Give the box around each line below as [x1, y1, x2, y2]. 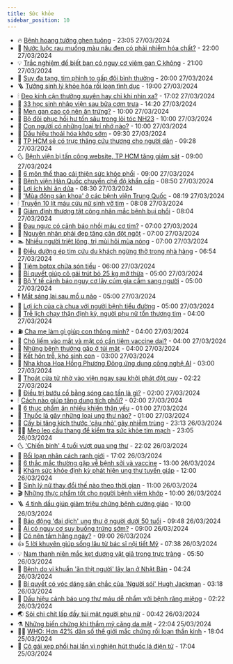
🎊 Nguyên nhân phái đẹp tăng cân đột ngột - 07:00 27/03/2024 [17, 229, 200, 237]
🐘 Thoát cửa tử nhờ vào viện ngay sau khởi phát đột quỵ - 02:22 [17, 374, 201, 382]
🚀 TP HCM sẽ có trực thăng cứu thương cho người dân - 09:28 [17, 137, 197, 145]
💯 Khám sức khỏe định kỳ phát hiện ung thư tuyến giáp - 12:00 [17, 466, 197, 474]
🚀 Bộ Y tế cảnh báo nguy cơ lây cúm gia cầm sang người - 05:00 [17, 276, 203, 285]
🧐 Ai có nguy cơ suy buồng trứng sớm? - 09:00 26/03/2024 [17, 524, 189, 532]
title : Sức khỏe [7, 10, 54, 17]
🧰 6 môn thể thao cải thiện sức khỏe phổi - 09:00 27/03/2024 [17, 169, 195, 178]
